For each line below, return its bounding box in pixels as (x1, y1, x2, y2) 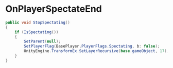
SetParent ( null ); (24, 39, 61, 44)
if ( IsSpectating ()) (14, 29, 59, 35)
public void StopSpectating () (5, 20, 71, 25)
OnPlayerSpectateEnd (5, 3, 102, 15)
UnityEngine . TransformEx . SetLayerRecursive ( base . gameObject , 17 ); (24, 49, 169, 54)
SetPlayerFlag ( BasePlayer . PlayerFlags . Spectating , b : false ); (24, 44, 160, 49)
